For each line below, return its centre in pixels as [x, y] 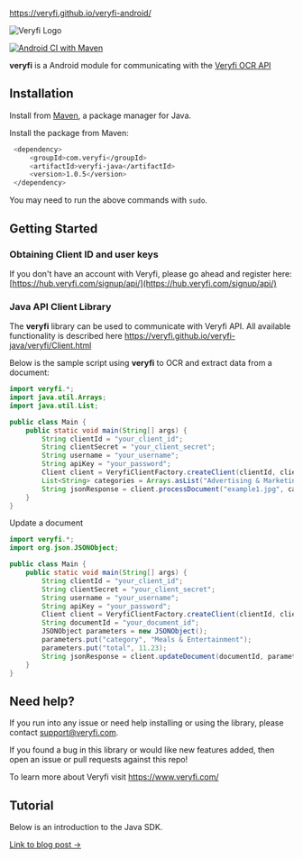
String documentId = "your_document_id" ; [121, 623]
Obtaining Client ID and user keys [84, 254]
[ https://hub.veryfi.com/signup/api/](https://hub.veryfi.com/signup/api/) [143, 283]
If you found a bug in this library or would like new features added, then [142, 750]
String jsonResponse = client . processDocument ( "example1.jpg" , [163, 489]
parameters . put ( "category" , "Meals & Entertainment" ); [147, 640]
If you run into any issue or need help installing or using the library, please [147, 723]
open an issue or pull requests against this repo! [99, 760]
